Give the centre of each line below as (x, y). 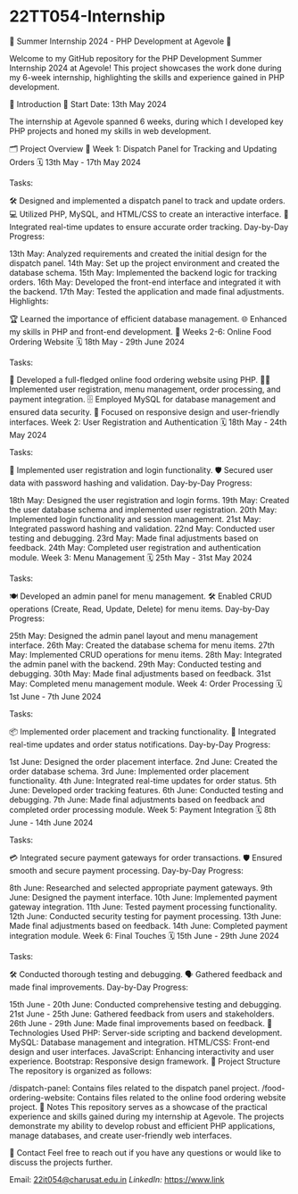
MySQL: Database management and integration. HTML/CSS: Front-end (140, 1042)
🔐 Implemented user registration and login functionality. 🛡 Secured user (141, 469)
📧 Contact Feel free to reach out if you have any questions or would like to (145, 1152)
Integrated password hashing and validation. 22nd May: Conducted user (142, 528)
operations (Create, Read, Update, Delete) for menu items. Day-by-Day (140, 609)
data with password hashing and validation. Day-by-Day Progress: (131, 483)
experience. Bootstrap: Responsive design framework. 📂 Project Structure (145, 1061)
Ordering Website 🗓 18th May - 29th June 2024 (97, 342)
